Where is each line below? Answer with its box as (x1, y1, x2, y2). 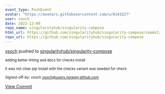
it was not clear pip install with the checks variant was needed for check (5, 66, 127, 71)
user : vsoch (5, 16, 29, 21)
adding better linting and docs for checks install (5, 58, 85, 63)
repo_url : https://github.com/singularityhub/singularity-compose (5, 35, 144, 40)
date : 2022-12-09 (5, 21, 41, 26)
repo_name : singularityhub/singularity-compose (5, 26, 105, 31)
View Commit (5, 83, 32, 89)
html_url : (5, 30, 26, 35)
